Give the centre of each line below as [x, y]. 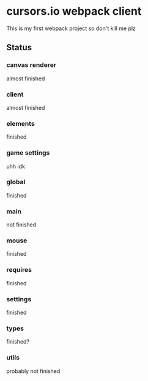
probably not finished [33, 371]
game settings [28, 153]
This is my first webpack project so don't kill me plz [71, 28]
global [16, 182]
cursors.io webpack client [74, 11]
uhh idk [16, 166]
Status [19, 48]
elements [20, 123]
